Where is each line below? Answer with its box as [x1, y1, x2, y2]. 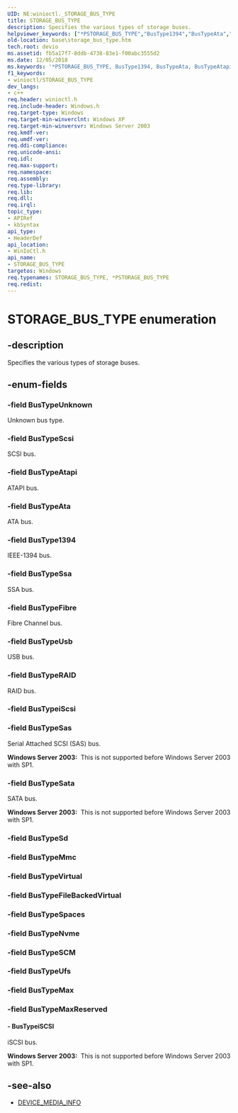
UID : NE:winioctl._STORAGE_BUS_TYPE [7, 10, 115, 18]
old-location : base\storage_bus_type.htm [7, 37, 132, 44]
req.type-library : [7, 181, 62, 189]
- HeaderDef [7, 235, 42, 242]
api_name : [7, 255, 37, 262]
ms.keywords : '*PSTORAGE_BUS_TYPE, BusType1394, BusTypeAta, [7, 63, 192, 70]
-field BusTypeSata [7, 778, 75, 788]
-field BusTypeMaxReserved [7, 1005, 108, 1014]
